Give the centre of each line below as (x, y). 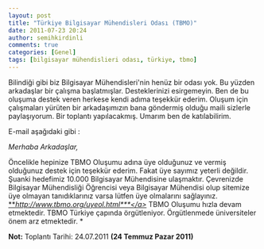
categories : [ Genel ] (43, 52)
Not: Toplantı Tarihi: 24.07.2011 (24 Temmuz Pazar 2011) (101, 236)
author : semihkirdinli (46, 38)
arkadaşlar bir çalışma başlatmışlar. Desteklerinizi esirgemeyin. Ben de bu (128, 90)
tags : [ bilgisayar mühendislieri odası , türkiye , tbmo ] (103, 60)
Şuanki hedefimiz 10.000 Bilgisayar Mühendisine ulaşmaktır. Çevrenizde (126, 178)
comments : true (33, 45)
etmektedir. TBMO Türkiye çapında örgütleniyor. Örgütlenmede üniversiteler (132, 213)
